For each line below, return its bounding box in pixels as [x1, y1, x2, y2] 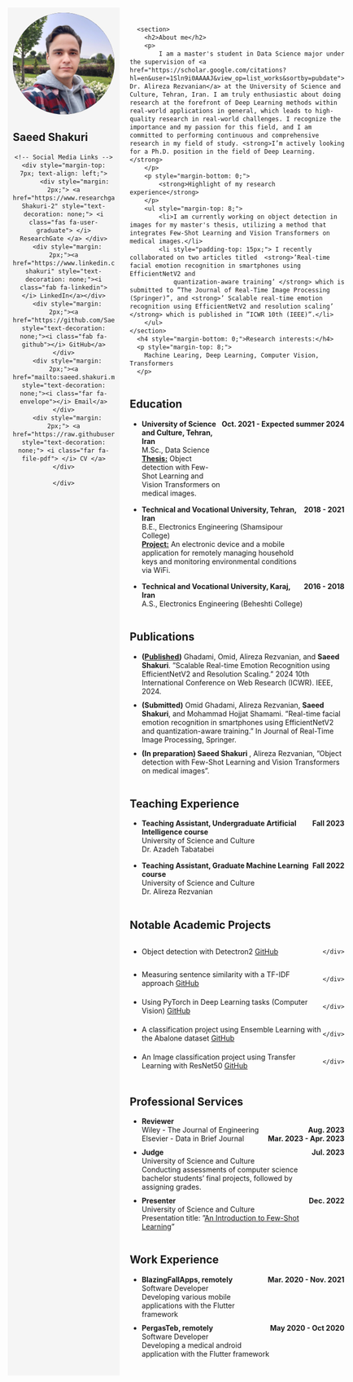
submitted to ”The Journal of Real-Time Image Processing [129, 286, 330, 294]
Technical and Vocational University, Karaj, [141, 581, 290, 591]
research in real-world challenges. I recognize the [159, 115, 342, 123]
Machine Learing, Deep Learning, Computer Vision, [144, 351, 320, 359]
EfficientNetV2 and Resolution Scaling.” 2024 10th [141, 669, 310, 679]
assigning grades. [141, 1182, 202, 1192]
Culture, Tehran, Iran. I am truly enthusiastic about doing [129, 90, 342, 99]
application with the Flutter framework [141, 1349, 270, 1358]
